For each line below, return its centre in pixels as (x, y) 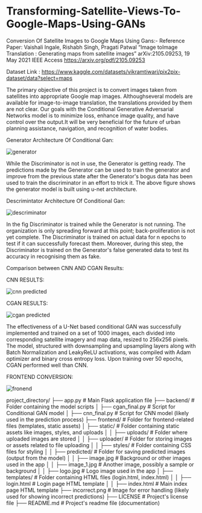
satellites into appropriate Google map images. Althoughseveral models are (99, 96)
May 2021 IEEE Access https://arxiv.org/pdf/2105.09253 (76, 60)
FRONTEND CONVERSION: (40, 376)
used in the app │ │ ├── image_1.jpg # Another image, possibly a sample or (100, 464)
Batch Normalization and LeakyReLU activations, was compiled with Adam (99, 352)
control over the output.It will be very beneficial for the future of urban (93, 121)
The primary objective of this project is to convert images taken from (91, 89)
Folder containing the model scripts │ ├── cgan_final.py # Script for (91, 407)
